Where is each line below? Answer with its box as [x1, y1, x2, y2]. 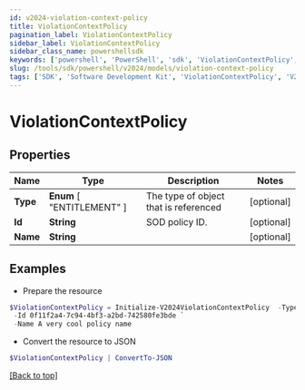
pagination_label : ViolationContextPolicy [9, 30, 172, 39]
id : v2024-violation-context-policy [9, 13, 148, 23]
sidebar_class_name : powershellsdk [9, 47, 144, 56]
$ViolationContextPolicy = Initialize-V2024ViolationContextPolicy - [9, 303, 282, 312]
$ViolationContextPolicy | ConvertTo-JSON [9, 354, 172, 363]
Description [167, 174, 220, 187]
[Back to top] [9, 370, 58, 381]
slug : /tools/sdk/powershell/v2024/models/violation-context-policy [9, 64, 274, 73]
